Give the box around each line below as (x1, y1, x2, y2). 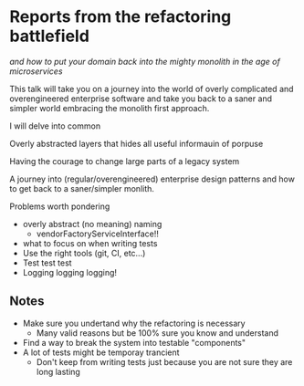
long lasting (36, 366, 80, 377)
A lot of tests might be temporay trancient (22, 347, 180, 358)
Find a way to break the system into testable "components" (22, 337, 246, 348)
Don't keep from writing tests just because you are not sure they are (36, 356, 293, 367)
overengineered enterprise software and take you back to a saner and (9, 93, 272, 104)
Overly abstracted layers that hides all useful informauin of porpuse (9, 138, 264, 149)
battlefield (9, 26, 89, 47)
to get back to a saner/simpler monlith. (9, 183, 155, 193)
